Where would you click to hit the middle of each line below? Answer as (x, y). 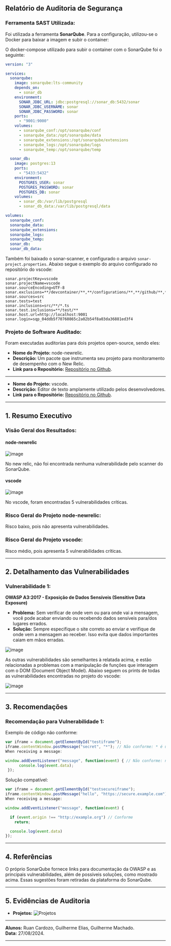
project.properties (26, 265)
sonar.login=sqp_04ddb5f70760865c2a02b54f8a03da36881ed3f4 (69, 319)
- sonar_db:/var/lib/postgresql (53, 201)
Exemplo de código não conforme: (41, 733)
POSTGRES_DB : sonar (39, 192)
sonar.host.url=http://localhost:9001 (46, 315)
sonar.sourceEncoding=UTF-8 (35, 288)
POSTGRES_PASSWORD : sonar (46, 187)
